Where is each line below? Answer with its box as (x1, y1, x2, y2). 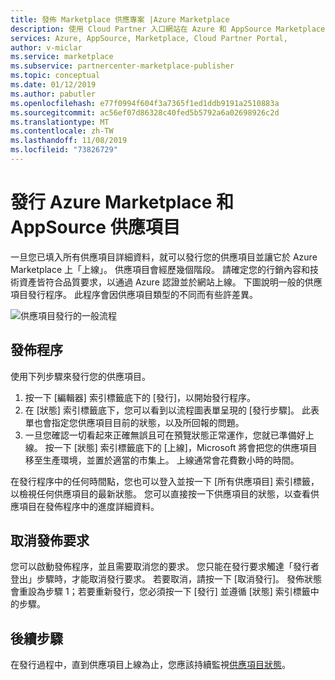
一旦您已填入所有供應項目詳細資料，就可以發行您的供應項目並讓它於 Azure (10, 251, 318, 263)
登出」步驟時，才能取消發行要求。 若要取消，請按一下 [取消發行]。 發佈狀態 (10, 573, 323, 585)
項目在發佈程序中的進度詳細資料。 (18, 500, 160, 512)
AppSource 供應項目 (10, 216, 181, 239)
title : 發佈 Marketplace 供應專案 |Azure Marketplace (10, 14, 230, 25)
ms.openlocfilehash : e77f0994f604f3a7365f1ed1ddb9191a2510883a (10, 98, 280, 108)
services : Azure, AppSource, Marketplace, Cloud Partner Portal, (10, 33, 288, 43)
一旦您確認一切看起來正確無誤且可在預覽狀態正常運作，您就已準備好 (24, 429, 306, 441)
